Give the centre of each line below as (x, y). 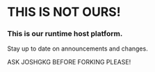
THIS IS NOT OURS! (64, 12)
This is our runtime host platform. (65, 34)
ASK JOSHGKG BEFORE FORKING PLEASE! (69, 62)
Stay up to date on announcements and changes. (77, 48)
